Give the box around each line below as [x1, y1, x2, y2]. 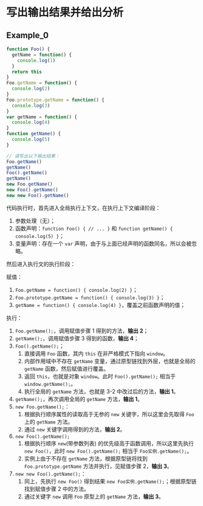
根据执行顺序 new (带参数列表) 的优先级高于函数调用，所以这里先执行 [24, 439, 194, 447]
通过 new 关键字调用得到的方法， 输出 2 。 [24, 425, 126, 433]
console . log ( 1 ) [17, 57, 56, 64]
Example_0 [6, 30, 49, 40]
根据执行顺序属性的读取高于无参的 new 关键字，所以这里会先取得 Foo [24, 410, 194, 417]
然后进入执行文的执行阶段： [6, 260, 76, 268]
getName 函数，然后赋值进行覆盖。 [24, 365, 109, 372]
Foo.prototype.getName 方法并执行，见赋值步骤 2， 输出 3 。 [24, 462, 173, 470]
